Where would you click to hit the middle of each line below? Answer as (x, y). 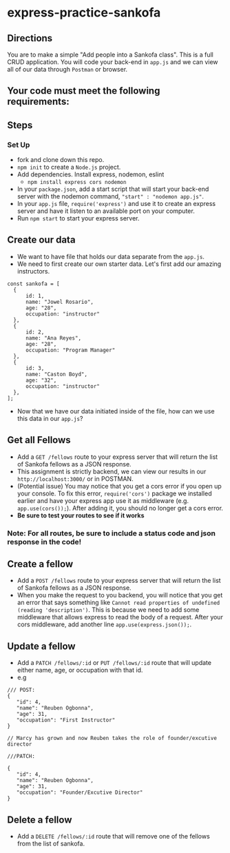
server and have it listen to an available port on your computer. (106, 211)
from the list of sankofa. (51, 844)
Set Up (19, 145)
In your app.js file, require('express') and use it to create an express (116, 204)
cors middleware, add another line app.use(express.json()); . (104, 624)
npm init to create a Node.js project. (69, 167)
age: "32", (41, 380)
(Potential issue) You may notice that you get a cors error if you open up (119, 486)
